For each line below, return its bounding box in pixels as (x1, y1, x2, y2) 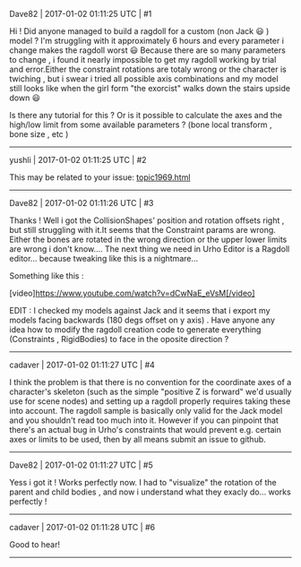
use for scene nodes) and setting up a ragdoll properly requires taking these (9, 396, 291, 407)
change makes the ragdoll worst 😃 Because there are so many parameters (9, 45, 287, 56)
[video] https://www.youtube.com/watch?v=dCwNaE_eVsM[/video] (9, 288, 255, 298)
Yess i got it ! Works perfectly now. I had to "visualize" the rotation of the (9, 477, 277, 487)
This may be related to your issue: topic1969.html (9, 172, 191, 183)
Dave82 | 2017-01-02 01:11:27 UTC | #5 (9, 460, 154, 470)
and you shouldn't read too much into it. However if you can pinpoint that (9, 415, 279, 425)
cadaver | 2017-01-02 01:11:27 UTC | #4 (9, 359, 155, 370)
